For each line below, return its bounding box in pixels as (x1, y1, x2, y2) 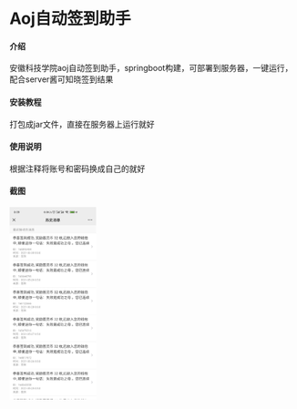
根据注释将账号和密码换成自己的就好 (9, 163, 146, 174)
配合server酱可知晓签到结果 (9, 74, 114, 85)
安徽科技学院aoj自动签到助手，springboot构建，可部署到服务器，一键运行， (9, 63, 293, 74)
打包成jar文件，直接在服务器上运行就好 (9, 118, 155, 129)
